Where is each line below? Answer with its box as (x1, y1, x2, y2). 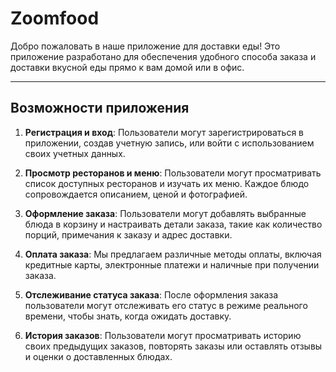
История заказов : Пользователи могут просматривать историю (24, 329, 302, 341)
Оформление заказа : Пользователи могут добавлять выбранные (24, 207, 307, 219)
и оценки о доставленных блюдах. (24, 350, 173, 362)
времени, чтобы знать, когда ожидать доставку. (24, 310, 232, 322)
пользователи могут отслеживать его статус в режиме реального (24, 299, 308, 311)
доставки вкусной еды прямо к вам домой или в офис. (10, 61, 245, 73)
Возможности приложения (10, 100, 190, 117)
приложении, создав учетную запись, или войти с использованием (24, 137, 315, 149)
